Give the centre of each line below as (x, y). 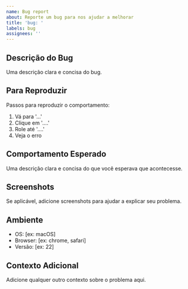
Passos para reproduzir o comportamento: (58, 105)
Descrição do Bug (40, 58)
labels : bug (21, 28)
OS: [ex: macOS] (35, 234)
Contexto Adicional (42, 266)
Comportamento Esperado (56, 154)
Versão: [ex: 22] (34, 247)
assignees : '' (24, 34)
